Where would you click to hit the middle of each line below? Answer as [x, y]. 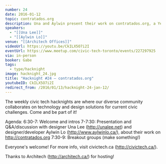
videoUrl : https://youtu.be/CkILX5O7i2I [47, 46]
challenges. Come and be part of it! [41, 112]
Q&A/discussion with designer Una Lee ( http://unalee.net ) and [68, 127]
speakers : [15, 28]
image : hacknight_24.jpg [31, 74]
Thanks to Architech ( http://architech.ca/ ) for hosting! [60, 156]
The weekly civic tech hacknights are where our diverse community [74, 101]
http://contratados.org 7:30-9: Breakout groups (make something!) [73, 137]
